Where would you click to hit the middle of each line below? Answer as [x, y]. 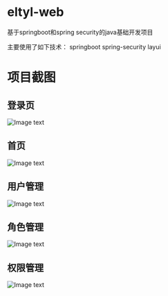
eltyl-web [36, 12]
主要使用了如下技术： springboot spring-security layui [84, 46]
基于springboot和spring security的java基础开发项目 [80, 32]
